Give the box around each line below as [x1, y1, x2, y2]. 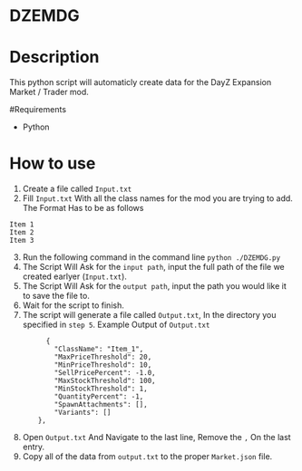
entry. [22, 441, 45, 453]
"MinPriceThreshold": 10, [54, 360, 152, 370]
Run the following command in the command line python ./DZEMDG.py [22, 252, 281, 263]
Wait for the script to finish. [22, 300, 124, 311]
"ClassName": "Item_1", [54, 345, 144, 354]
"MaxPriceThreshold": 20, [54, 352, 152, 362]
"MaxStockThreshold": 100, [54, 377, 156, 386]
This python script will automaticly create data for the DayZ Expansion [9, 77, 272, 88]
